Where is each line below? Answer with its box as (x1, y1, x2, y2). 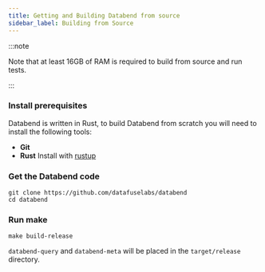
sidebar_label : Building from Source (8, 19, 134, 27)
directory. (8, 254, 40, 264)
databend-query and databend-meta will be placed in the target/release (8, 246, 241, 256)
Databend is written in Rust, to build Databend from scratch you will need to (8, 118, 257, 128)
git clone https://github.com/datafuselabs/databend (8, 189, 188, 197)
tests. (8, 65, 26, 74)
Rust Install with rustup (19, 151, 97, 160)
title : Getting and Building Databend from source (8, 11, 180, 20)
